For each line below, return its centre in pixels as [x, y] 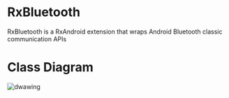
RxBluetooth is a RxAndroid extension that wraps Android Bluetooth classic [115, 31]
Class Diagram [51, 68]
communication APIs [37, 38]
